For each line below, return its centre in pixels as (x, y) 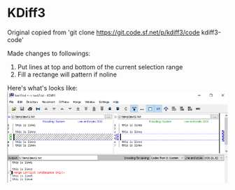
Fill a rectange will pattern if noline (67, 74)
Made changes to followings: (49, 53)
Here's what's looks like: (43, 88)
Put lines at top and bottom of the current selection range (100, 67)
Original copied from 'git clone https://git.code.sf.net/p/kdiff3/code (104, 32)
